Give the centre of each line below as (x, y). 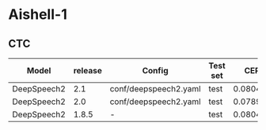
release (88, 71)
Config (155, 71)
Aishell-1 (38, 15)
